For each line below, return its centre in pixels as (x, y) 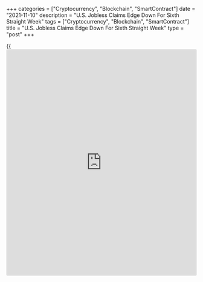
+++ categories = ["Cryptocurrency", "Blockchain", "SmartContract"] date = (101, 9)
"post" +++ (20, 34)
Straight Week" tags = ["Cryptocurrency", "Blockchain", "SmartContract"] (98, 21)
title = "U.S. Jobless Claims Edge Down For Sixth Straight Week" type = (95, 28)
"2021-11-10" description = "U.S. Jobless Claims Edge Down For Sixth (93, 15)
